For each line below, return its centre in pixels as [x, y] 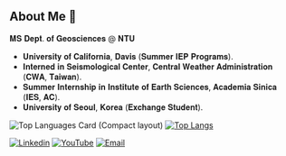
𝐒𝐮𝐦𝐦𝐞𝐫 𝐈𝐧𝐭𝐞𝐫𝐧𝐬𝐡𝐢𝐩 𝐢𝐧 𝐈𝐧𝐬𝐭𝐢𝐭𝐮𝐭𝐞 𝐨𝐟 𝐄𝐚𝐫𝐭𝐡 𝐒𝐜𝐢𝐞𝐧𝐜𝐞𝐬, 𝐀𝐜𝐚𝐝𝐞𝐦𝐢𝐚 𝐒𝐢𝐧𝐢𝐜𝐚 [150, 87]
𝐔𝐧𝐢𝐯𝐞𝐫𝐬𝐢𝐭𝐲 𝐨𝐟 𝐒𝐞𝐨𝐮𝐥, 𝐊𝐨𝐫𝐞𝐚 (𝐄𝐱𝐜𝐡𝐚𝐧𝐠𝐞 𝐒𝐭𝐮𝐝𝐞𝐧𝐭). [113, 107]
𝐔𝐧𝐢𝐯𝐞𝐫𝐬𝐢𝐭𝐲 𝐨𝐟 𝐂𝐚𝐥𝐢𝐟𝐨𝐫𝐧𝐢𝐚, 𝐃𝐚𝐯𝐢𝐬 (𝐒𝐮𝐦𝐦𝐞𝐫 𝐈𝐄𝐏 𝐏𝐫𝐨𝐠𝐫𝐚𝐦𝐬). [128, 56]
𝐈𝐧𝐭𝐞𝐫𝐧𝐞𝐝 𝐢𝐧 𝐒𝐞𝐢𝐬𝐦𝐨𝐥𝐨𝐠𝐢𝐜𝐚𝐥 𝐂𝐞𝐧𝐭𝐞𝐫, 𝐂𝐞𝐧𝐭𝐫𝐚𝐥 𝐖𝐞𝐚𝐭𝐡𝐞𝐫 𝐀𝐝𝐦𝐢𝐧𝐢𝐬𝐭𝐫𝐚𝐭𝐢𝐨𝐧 [148, 66]
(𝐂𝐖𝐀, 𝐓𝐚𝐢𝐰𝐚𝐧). [52, 77]
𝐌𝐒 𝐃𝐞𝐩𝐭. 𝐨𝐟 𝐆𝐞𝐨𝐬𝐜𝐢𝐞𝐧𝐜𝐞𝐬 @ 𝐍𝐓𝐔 [72, 38]
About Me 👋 [43, 17]
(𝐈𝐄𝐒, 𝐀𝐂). [41, 96]
